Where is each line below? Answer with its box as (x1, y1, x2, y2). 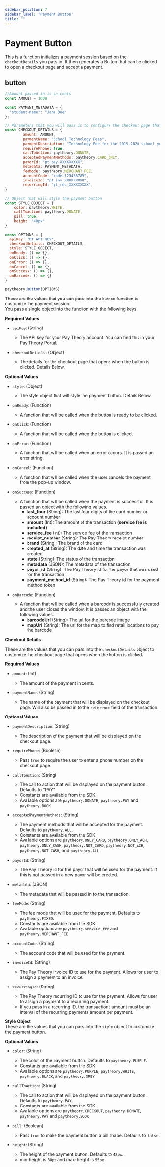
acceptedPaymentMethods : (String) (12, 812, 79, 818)
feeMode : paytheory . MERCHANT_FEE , (23, 169, 93, 174)
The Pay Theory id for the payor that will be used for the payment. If (19, 867, 157, 873)
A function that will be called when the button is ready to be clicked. (19, 412, 157, 418)
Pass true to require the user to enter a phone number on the (19, 757, 143, 763)
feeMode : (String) (12, 900, 46, 906)
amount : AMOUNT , (23, 132, 56, 137)
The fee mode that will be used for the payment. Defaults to (19, 910, 140, 916)
